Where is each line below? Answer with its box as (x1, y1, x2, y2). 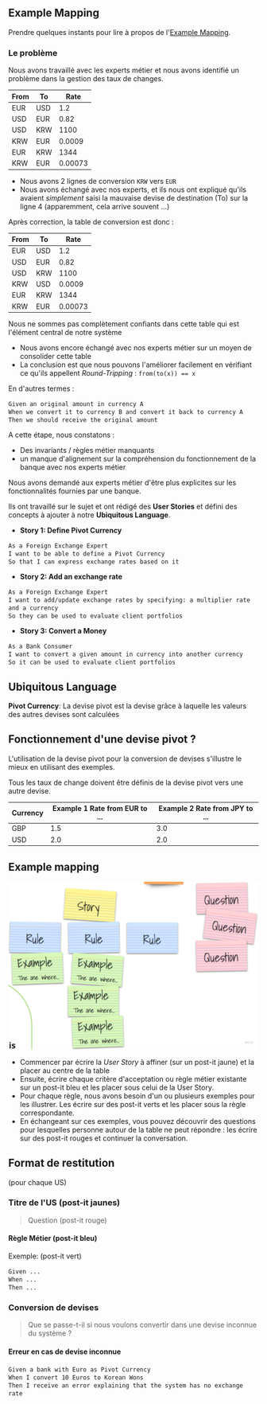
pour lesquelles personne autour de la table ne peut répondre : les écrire (19, 1125, 257, 1134)
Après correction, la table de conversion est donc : (8, 216, 175, 226)
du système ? (27, 1328, 72, 1338)
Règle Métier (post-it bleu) (8, 1234, 98, 1243)
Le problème (8, 47, 58, 58)
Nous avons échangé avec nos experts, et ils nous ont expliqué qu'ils (19, 185, 246, 194)
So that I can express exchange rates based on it (8, 558, 180, 566)
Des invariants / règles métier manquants (19, 446, 155, 455)
